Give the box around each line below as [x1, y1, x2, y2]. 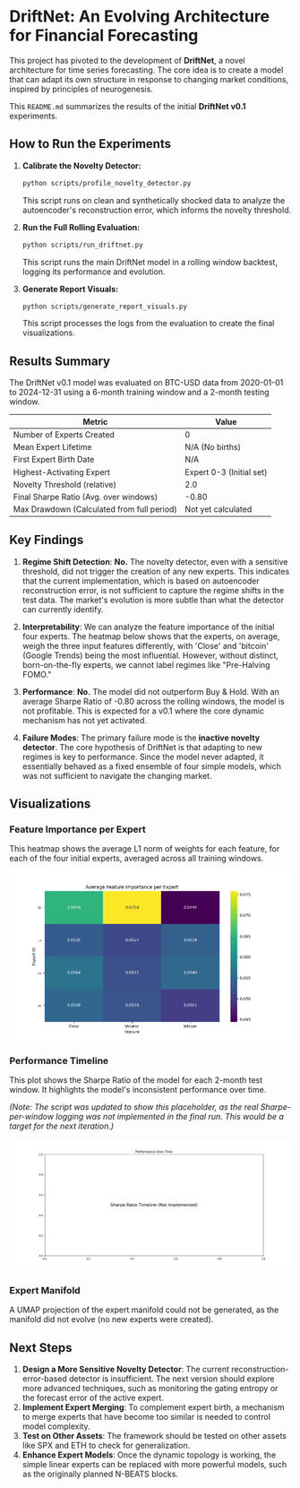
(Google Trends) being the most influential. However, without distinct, [21, 650, 279, 661]
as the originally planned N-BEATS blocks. [21, 1468, 179, 1479]
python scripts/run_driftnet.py [21, 240, 143, 249]
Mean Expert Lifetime [13, 442, 92, 453]
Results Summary [9, 353, 111, 368]
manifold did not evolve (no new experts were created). [9, 1314, 214, 1325]
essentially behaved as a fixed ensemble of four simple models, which [21, 760, 282, 772]
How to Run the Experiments [9, 136, 172, 151]
